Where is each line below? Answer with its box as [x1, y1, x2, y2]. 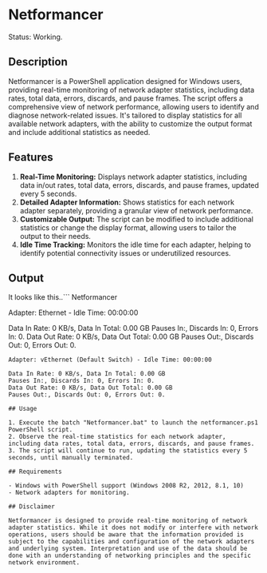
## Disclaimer [8, 503, 56, 511]
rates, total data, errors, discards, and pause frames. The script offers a [8, 94, 243, 103]
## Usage [8, 405, 37, 413]
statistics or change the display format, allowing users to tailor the [19, 222, 237, 233]
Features [8, 150, 53, 165]
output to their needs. [19, 231, 92, 241]
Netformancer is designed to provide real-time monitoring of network [8, 517, 248, 525]
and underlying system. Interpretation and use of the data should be [8, 545, 248, 553]
